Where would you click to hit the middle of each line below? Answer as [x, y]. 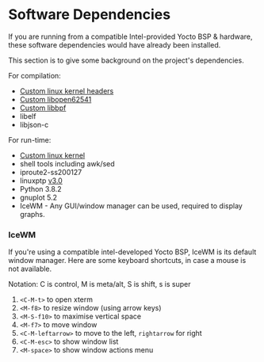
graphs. [32, 214]
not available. [30, 269]
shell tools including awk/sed [67, 163]
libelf [28, 116]
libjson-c [34, 124]
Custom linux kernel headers [67, 91]
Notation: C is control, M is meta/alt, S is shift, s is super [99, 284]
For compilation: [34, 75]
